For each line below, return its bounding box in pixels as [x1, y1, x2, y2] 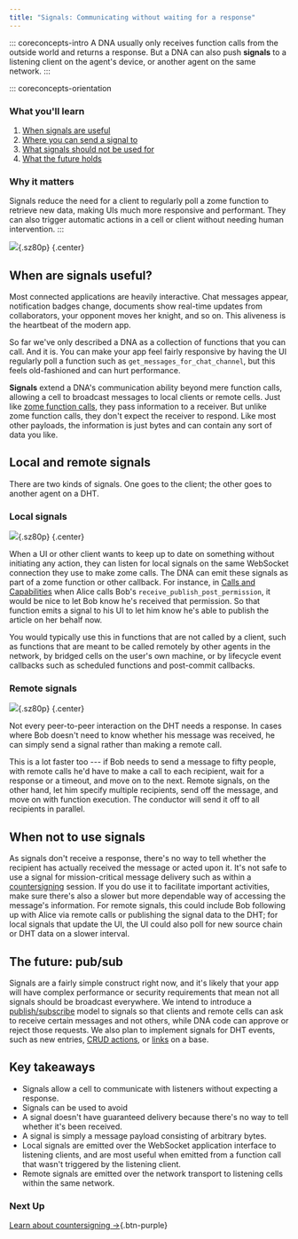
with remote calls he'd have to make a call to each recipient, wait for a [9, 766, 264, 777]
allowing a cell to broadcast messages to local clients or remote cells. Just [9, 392, 281, 403]
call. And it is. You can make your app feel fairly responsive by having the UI [9, 347, 287, 357]
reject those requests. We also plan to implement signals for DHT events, [9, 1025, 276, 1036]
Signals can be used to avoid [21, 1102, 129, 1113]
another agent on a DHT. [9, 488, 99, 498]
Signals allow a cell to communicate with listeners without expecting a [21, 1083, 278, 1094]
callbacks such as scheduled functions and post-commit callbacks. [9, 660, 255, 670]
